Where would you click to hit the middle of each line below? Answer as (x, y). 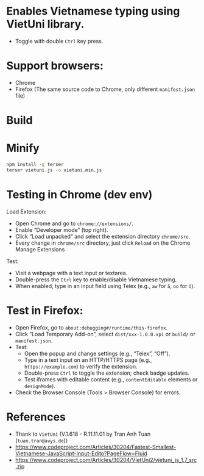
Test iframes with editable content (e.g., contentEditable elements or (111, 379)
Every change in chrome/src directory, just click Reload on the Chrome (103, 243)
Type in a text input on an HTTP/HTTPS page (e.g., (88, 360)
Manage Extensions (40, 249)
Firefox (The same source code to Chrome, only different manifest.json (105, 89)
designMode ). (40, 386)
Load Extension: (26, 211)
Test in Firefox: (45, 310)
